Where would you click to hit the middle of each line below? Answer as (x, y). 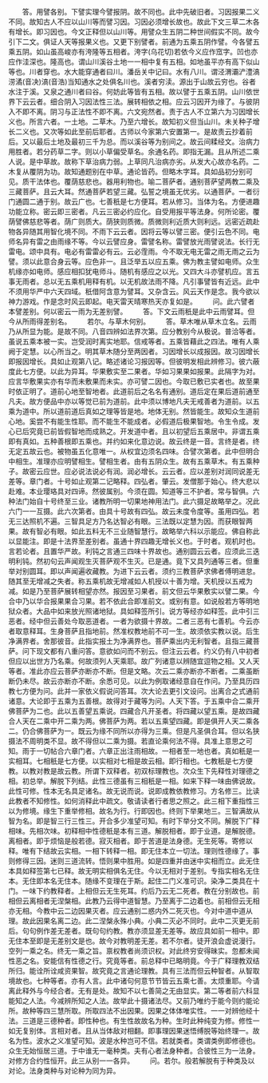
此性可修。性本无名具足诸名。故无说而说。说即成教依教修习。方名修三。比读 (134, 791)
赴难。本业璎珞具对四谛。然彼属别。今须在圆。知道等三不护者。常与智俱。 (130, 491)
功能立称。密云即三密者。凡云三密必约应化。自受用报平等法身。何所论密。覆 (134, 211)
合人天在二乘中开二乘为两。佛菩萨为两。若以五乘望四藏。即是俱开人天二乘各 (134, 721)
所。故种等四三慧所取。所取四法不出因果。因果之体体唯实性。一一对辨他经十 (134, 1011)
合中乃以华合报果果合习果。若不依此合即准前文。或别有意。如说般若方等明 (130, 601)
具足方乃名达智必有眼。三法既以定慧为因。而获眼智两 (165, 521)
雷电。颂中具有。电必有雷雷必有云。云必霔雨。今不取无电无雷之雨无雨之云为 (134, 251)
